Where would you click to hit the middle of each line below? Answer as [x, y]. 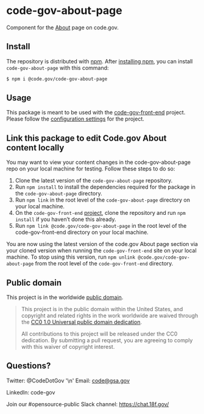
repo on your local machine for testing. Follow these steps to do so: [91, 169]
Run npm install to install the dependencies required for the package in [105, 187]
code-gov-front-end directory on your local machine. [82, 233]
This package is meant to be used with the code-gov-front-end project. [96, 113]
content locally [35, 148]
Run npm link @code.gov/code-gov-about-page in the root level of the [101, 226]
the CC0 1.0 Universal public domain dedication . [82, 322]
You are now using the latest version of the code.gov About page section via [102, 244]
